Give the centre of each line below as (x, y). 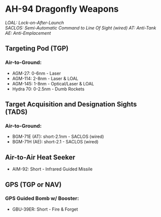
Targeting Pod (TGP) (37, 48)
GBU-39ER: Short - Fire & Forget (45, 209)
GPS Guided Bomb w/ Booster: (42, 198)
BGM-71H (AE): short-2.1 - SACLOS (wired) (55, 142)
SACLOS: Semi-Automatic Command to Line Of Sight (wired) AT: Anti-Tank (80, 27)
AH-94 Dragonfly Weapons (62, 9)
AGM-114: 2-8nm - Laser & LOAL (45, 78)
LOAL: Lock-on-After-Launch (35, 23)
